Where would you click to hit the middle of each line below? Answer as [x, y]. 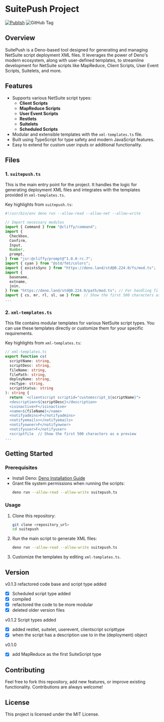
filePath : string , [28, 375]
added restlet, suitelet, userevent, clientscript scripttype [68, 629]
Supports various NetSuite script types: [52, 98]
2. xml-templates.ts [29, 312]
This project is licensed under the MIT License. [52, 714]
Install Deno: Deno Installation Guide [49, 478]
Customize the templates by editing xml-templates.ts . [66, 557]
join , [15, 286]
